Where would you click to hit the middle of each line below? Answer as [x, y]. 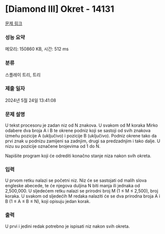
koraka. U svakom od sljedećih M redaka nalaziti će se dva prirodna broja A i [82, 196]
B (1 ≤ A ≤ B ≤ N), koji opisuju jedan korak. [48, 201]
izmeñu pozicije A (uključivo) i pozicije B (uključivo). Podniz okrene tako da [81, 136]
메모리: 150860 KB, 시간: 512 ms [37, 49]
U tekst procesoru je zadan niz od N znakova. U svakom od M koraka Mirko [82, 125]
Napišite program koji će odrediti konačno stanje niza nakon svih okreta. [78, 156]
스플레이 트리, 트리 [23, 74]
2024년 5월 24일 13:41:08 [31, 100]
